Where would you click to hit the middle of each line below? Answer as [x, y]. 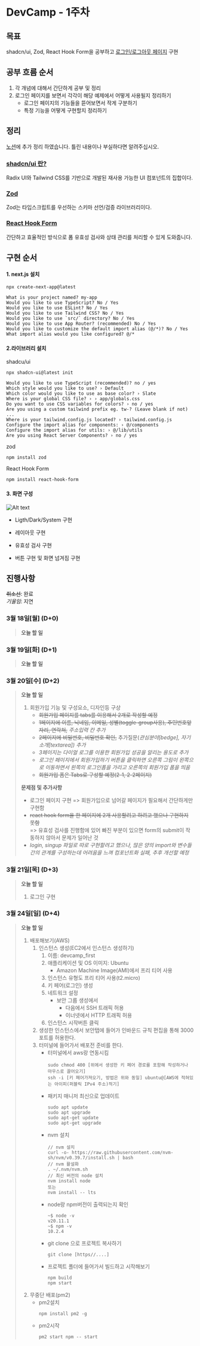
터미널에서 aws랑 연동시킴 [78, 1052]
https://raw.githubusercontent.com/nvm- [122, 1152]
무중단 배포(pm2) [50, 1295]
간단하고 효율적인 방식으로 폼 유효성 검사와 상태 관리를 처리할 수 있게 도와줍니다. [99, 237]
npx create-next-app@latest [41, 287]
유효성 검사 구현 [33, 545]
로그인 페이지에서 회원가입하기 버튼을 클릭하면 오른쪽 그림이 [108, 760]
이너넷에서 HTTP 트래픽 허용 [99, 1015]
